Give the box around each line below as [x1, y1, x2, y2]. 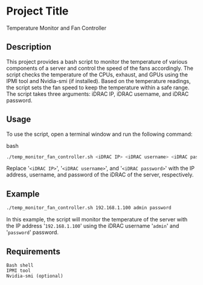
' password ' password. [6, 229, 59, 236]
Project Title [6, 4, 69, 18]
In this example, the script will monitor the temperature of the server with [6, 216, 188, 223]
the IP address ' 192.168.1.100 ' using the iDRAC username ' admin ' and [6, 223, 179, 230]
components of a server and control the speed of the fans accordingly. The [6, 64, 193, 72]
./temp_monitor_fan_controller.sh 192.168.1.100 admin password [6, 205, 172, 211]
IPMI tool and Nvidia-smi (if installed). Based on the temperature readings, [6, 77, 191, 84]
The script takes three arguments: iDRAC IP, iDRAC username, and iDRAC [6, 90, 189, 98]
